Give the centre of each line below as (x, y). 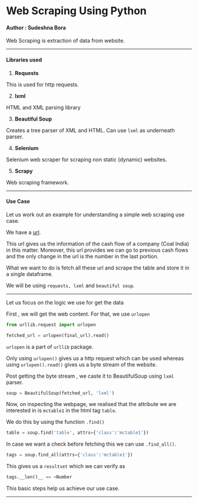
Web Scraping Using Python (77, 11)
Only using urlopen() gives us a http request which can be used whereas (95, 358)
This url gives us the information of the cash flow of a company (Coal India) (98, 244)
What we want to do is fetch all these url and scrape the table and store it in (98, 268)
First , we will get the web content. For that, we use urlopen (78, 314)
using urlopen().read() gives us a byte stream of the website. (82, 364)
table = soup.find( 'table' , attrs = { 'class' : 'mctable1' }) (77, 433)
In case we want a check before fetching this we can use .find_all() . (91, 444)
